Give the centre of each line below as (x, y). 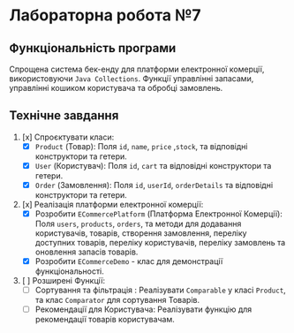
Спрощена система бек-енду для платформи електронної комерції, (137, 69)
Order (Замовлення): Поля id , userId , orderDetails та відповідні (154, 185)
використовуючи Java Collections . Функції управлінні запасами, (132, 79)
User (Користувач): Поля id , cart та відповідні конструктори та (153, 165)
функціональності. (69, 271)
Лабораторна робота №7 (105, 15)
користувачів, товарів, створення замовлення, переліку (141, 233)
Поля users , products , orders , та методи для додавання (138, 224)
